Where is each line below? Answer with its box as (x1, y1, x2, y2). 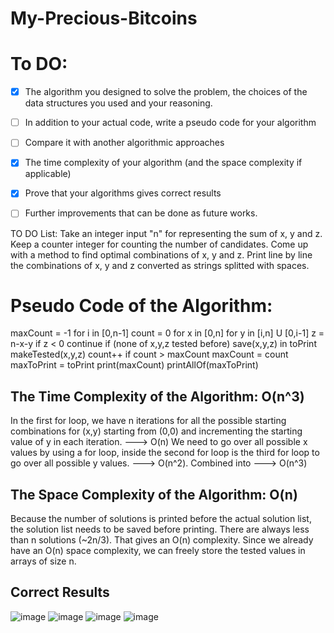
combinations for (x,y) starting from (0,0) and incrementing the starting (10, 425, 303, 437)
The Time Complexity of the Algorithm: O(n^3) (10, 388, 305, 405)
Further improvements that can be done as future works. (24, 207, 258, 219)
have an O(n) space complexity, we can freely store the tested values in (10, 545, 306, 557)
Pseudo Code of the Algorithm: (10, 294, 273, 317)
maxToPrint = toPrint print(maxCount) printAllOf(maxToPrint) (10, 359, 259, 371)
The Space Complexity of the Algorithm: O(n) (10, 486, 298, 503)
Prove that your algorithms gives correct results (24, 187, 222, 199)
